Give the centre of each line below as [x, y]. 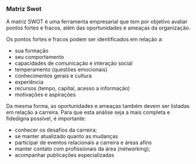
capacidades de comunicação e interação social [73, 63]
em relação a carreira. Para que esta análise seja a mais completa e [88, 112]
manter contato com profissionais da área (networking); [82, 149]
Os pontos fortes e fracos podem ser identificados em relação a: [85, 40]
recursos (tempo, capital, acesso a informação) [72, 88]
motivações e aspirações [45, 95]
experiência [29, 82]
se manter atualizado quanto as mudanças [66, 136]
